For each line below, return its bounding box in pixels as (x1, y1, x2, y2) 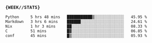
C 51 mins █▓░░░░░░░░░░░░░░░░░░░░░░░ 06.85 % (5, 28, 147, 33)
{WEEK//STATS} (5, 4, 40, 10)
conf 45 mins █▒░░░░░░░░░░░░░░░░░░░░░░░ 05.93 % (5, 33, 147, 38)
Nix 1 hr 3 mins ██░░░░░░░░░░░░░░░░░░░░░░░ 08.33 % (5, 24, 147, 29)
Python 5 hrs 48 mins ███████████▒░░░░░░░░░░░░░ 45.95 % (5, 14, 147, 19)
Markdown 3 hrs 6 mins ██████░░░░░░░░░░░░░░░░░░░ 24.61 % (5, 19, 147, 24)
